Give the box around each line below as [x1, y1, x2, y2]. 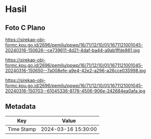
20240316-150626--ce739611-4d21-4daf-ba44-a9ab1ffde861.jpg [5, 47, 140, 53]
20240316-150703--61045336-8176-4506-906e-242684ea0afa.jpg [5, 88, 145, 93]
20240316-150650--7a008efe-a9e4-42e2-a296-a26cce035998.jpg [5, 67, 146, 73]
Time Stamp [7, 125, 36, 132]
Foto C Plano [5, 23, 45, 32]
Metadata [5, 102, 36, 111]
